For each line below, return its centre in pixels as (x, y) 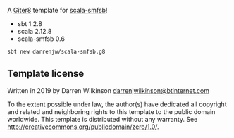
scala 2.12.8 (35, 31)
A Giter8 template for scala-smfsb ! (57, 10)
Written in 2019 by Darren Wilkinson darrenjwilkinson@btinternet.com (109, 90)
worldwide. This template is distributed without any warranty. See (103, 119)
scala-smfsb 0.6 (41, 39)
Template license (46, 74)
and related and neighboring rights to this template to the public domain (111, 111)
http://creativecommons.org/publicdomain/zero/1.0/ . (84, 127)
